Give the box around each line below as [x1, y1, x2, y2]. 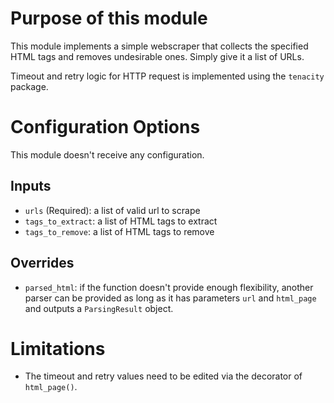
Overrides [10, 255, 75, 272]
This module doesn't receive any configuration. [10, 148, 205, 161]
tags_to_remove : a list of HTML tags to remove [24, 225, 215, 237]
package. [10, 80, 49, 92]
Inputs [10, 178, 52, 195]
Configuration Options [10, 116, 201, 139]
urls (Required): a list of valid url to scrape [24, 204, 201, 216]
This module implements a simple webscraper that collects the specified [10, 40, 309, 52]
